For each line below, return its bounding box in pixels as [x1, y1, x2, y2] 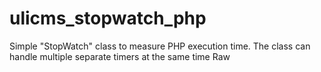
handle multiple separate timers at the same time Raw [9, 50, 231, 62]
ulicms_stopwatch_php [9, 7, 207, 30]
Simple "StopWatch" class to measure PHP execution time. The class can [9, 40, 311, 52]
